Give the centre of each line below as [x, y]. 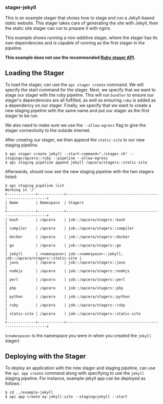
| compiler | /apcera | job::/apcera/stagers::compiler [70, 228]
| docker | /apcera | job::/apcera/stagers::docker [68, 237]
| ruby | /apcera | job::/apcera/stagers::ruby [65, 305]
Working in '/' [20, 190]
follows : [13, 383]
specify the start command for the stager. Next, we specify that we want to [81, 90]
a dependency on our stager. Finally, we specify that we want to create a [78, 105]
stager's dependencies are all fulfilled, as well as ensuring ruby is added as [81, 100]
